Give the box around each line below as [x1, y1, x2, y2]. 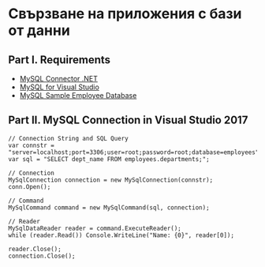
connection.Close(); [8, 252, 77, 260]
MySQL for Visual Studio [19, 82, 100, 92]
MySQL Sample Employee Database [19, 91, 137, 100]
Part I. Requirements [8, 53, 111, 66]
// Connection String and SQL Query [8, 134, 129, 142]
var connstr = [8, 141, 55, 149]
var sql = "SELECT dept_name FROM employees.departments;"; [8, 155, 211, 163]
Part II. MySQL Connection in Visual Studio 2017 [8, 114, 248, 127]
